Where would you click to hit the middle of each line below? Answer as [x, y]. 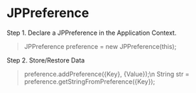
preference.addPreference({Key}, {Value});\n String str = [107, 74]
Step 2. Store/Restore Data [46, 60]
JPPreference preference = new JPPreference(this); [100, 46]
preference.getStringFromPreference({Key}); [89, 81]
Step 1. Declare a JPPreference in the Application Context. [92, 33]
